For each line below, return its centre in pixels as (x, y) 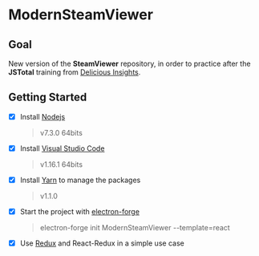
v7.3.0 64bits (61, 132)
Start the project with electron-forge (80, 211)
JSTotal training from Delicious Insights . (75, 72)
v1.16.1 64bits (61, 164)
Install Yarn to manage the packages (80, 180)
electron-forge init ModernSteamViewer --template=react (135, 228)
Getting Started (48, 98)
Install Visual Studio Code (62, 148)
